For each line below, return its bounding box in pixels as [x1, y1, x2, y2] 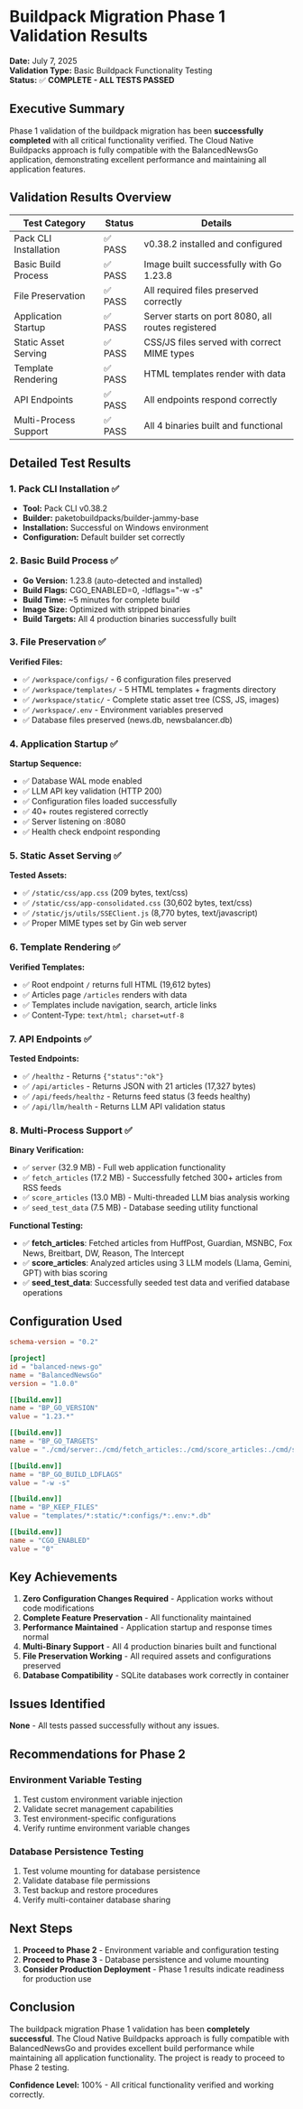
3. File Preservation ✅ [9, 636, 106, 648]
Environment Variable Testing [9, 1773, 142, 1786]
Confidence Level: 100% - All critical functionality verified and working [9, 2079, 274, 2090]
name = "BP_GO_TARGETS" [9, 1437, 99, 1446]
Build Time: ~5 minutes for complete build [22, 594, 180, 605]
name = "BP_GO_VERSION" [9, 1404, 99, 1413]
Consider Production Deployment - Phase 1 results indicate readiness [22, 1964, 285, 1974]
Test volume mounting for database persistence [22, 1866, 201, 1877]
